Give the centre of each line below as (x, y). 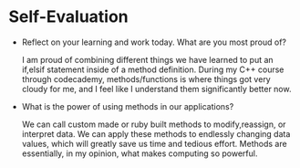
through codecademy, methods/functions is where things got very (146, 79)
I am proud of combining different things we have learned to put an (148, 59)
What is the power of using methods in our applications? (128, 106)
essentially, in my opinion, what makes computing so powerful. (140, 153)
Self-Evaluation (68, 17)
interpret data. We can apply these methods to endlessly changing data (156, 133)
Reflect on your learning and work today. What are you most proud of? (154, 42)
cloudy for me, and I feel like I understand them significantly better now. (156, 89)
